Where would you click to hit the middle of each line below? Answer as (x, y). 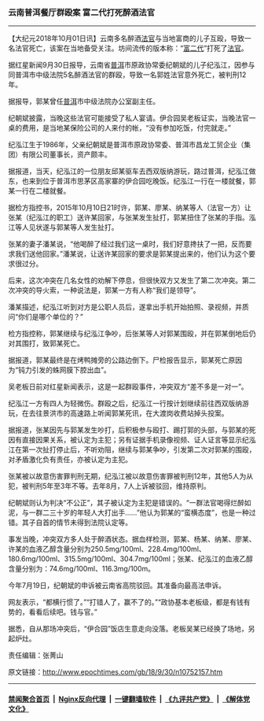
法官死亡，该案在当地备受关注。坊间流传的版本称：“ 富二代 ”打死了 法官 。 (132, 48)
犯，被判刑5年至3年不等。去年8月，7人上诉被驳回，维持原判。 (109, 486)
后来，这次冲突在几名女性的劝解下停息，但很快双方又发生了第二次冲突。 (125, 280)
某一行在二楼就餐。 (39, 191)
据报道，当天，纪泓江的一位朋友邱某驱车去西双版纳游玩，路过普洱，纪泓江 (128, 172)
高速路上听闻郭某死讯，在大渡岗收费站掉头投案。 (149, 413)
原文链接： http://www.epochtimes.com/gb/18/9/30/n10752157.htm (115, 672)
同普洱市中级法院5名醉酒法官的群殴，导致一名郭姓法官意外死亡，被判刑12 (127, 75)
